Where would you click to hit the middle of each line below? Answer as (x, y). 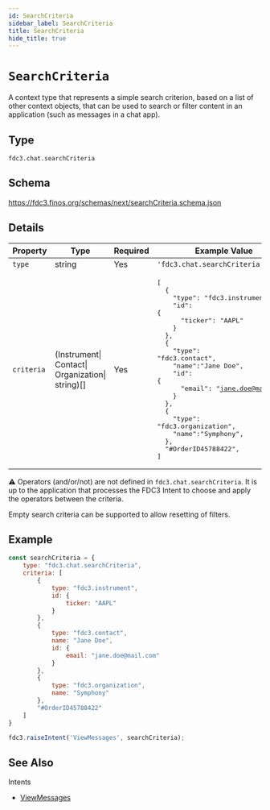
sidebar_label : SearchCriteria (61, 23)
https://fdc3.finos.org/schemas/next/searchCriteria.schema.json (115, 202)
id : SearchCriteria (41, 16)
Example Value (224, 251)
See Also (31, 762)
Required (131, 251)
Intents (20, 782)
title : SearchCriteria (46, 31)
